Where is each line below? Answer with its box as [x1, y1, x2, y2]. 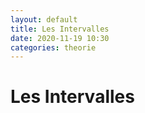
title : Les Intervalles [10, 24, 110, 34]
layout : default [10, 14, 78, 25]
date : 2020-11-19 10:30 [10, 33, 110, 43]
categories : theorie [10, 42, 97, 53]
